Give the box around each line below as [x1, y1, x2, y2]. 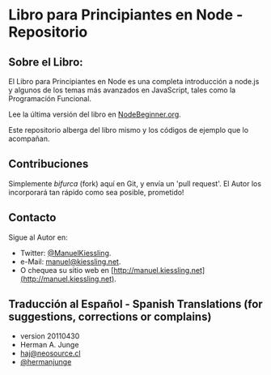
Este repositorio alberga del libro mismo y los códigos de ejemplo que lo [8, 126, 249, 134]
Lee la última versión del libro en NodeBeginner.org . [8, 109, 182, 119]
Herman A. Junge [19, 340, 79, 350]
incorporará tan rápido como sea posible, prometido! [8, 187, 184, 197]
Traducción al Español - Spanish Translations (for [8, 297, 263, 311]
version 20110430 [19, 331, 80, 341]
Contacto [8, 211, 57, 224]
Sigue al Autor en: [8, 232, 68, 242]
